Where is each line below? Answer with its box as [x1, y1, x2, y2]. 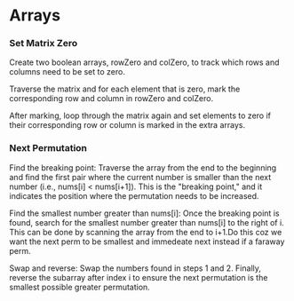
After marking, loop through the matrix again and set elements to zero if [9, 110, 272, 121]
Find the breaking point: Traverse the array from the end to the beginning [9, 162, 277, 173]
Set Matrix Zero [9, 37, 78, 50]
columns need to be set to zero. [9, 67, 126, 77]
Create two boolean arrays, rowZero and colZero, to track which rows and [9, 57, 280, 67]
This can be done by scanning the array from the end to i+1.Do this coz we [9, 226, 282, 237]
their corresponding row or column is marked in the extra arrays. [9, 120, 246, 131]
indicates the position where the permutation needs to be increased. [9, 190, 259, 201]
